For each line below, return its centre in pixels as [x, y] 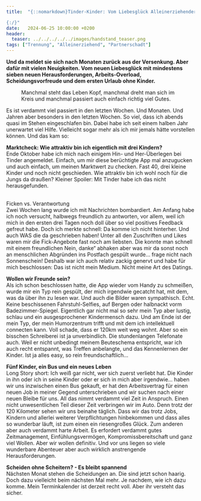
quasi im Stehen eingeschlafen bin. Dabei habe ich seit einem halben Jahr [97, 123]
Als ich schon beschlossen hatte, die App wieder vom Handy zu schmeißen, [100, 285]
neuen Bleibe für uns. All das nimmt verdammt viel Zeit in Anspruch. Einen [97, 398]
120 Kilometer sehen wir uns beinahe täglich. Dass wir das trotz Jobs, [92, 411]
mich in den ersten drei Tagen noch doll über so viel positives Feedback [95, 223]
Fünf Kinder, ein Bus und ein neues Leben [59, 367]
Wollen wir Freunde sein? [38, 279]
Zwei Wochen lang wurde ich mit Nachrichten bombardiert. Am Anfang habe [100, 210]
